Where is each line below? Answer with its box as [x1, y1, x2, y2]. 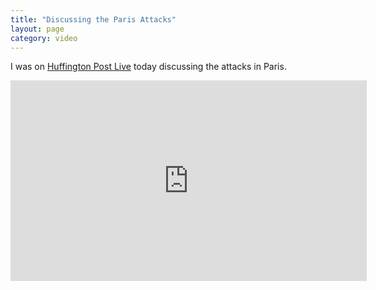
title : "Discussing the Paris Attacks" [10, 14, 177, 25]
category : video [10, 33, 78, 43]
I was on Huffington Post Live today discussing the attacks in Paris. [10, 61, 287, 73]
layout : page [10, 24, 65, 34]
